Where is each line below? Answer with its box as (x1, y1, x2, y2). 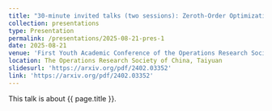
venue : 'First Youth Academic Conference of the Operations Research (8, 49, 249, 57)
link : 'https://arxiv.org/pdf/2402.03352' (8, 72, 154, 80)
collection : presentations (8, 19, 100, 27)
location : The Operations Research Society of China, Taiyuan (8, 57, 223, 65)
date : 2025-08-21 (8, 42, 67, 50)
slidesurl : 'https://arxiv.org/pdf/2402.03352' (8, 64, 172, 72)
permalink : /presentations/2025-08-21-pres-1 (8, 34, 164, 43)
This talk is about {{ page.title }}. (8, 93, 117, 103)
